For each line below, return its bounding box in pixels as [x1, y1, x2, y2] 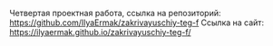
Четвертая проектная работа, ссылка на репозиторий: [9, 8, 221, 18]
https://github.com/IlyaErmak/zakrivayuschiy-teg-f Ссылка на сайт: [9, 17, 265, 28]
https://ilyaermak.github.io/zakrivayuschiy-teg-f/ [9, 27, 192, 37]
